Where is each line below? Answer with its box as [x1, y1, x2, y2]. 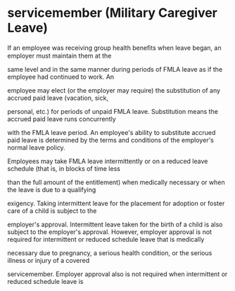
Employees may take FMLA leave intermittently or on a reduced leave [7, 157, 208, 165]
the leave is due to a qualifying [7, 185, 96, 194]
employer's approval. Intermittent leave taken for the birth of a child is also [7, 220, 223, 228]
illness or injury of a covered [7, 256, 90, 264]
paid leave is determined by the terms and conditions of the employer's [7, 136, 215, 144]
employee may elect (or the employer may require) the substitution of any [7, 86, 220, 94]
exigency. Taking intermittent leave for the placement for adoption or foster [7, 199, 225, 207]
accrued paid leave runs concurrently [7, 115, 116, 123]
